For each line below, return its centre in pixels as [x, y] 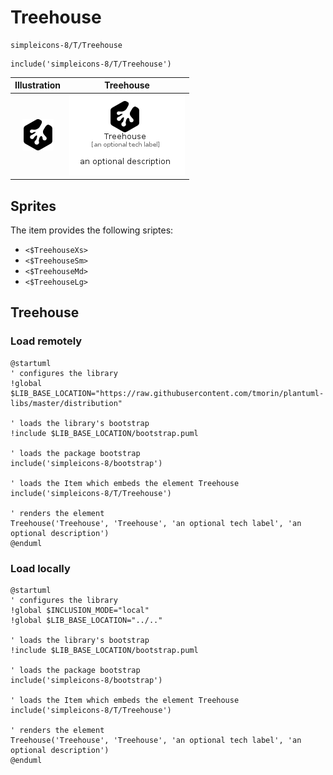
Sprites [33, 206]
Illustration [38, 85]
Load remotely [46, 341]
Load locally [40, 568]
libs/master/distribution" [66, 403]
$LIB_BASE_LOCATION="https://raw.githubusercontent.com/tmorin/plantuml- [167, 393]
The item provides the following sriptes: [92, 230]
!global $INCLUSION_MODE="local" [80, 610]
